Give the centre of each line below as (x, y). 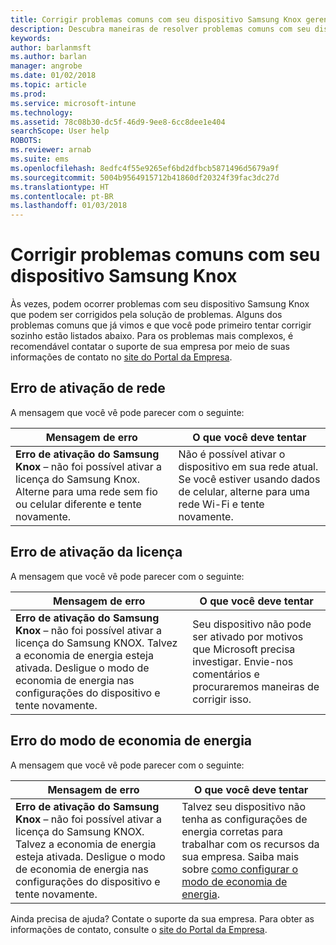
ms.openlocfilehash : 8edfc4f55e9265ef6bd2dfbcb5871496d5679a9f (145, 168)
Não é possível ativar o (232, 454)
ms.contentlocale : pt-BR (62, 196)
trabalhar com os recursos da (250, 844)
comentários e (226, 674)
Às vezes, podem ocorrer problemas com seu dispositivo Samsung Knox (160, 304)
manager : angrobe (46, 66)
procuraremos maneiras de (256, 686)
